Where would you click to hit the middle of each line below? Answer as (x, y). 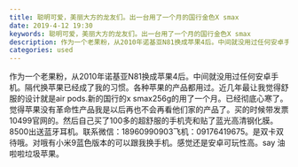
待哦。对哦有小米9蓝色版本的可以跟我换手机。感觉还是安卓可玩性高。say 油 (147, 143)
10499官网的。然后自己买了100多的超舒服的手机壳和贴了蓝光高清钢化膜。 (144, 121)
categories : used (41, 50)
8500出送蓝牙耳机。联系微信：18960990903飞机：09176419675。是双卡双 (147, 132)
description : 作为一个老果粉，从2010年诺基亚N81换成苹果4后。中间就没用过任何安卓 (147, 42)
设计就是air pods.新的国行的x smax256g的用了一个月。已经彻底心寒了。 (156, 99)
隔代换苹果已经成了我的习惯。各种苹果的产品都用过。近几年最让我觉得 (153, 87)
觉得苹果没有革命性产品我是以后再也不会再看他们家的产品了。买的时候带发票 (149, 110)
